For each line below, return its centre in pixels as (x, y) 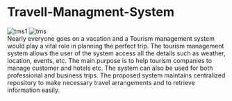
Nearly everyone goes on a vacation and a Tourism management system (111, 38)
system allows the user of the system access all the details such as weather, (116, 53)
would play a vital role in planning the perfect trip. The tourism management (116, 46)
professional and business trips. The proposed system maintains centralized (116, 75)
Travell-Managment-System (91, 12)
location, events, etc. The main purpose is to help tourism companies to (110, 60)
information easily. (34, 90)
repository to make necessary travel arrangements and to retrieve (101, 82)
